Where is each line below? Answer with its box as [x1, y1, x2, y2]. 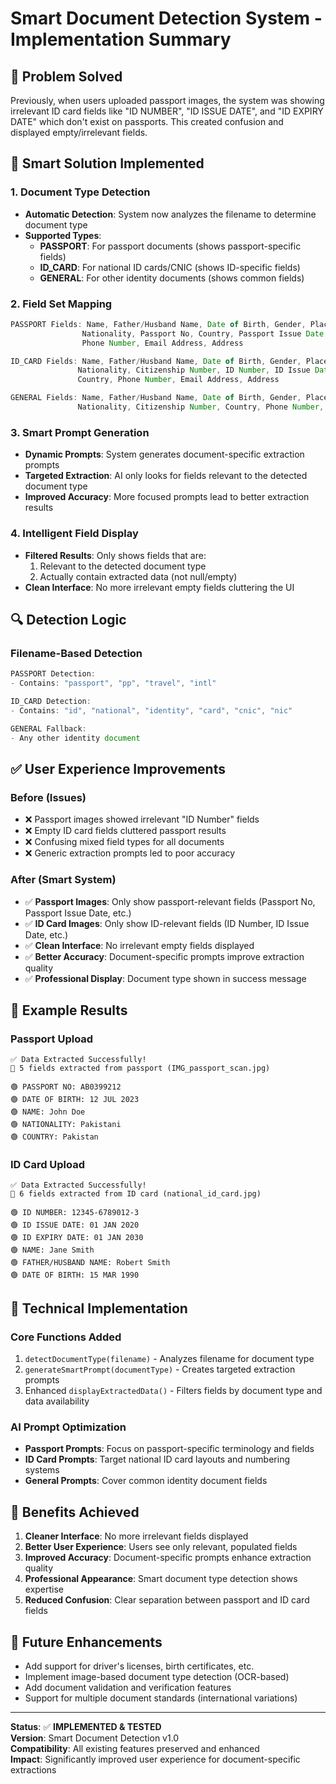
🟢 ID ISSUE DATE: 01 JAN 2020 [10, 1220, 140, 1231]
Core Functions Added [10, 1330, 122, 1344]
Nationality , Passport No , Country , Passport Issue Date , [81, 328, 329, 339]
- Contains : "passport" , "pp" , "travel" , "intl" [10, 678, 217, 689]
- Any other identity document [10, 733, 141, 743]
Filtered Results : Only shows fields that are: [24, 549, 207, 561]
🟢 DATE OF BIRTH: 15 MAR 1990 [10, 1270, 140, 1281]
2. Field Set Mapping [10, 297, 113, 311]
